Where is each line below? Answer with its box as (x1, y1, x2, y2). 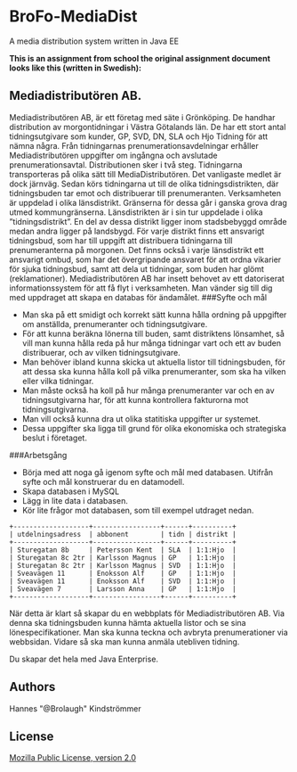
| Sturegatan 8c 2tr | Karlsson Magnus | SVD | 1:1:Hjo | (9, 561, 237, 570)
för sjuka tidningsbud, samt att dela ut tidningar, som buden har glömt (9, 263, 265, 274)
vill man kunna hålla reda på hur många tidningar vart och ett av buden (21, 337, 282, 349)
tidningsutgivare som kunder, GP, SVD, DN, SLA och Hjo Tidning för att (9, 131, 269, 142)
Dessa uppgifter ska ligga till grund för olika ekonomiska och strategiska (21, 423, 287, 433)
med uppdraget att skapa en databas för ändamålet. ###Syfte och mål (9, 292, 268, 302)
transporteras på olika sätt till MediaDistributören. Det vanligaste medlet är (9, 168, 282, 179)
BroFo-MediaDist (9, 6, 138, 27)
